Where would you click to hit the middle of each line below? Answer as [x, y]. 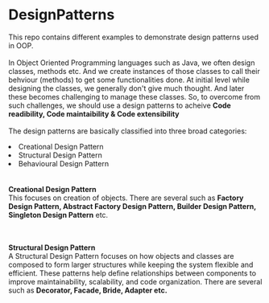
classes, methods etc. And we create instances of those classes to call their [134, 71]
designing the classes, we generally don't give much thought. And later [126, 88]
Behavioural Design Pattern [64, 163]
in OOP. [21, 45]
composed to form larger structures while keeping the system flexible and [131, 264]
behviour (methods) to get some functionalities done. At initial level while [129, 80]
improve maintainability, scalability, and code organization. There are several [135, 281]
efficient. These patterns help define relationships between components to [132, 273]
